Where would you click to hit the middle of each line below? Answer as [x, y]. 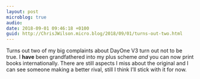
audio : [14, 23]
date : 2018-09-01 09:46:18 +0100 [48, 28]
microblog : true [26, 17]
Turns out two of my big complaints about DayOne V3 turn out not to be [94, 50]
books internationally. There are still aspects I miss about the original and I [97, 64]
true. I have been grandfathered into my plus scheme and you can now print [100, 57]
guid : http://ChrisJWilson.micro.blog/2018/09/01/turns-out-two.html [95, 34]
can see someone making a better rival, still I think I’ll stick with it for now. [96, 69]
